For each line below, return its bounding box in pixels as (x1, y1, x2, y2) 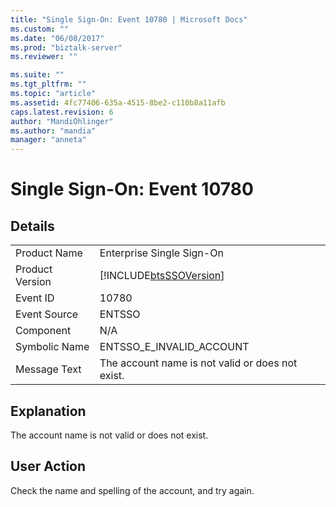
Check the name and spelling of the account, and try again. (10, 484, 255, 496)
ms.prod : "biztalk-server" (10, 42, 123, 53)
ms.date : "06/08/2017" (10, 33, 105, 43)
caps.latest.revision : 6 (10, 107, 114, 117)
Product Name (15, 246, 83, 260)
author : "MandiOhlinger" (10, 116, 114, 126)
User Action (10, 458, 87, 475)
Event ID (15, 291, 55, 305)
